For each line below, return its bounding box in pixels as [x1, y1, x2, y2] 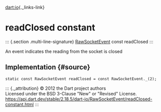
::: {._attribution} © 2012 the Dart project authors [5, 85, 106, 91]
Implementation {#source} [5, 63, 91, 72]
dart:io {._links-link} [5, 5, 45, 10]
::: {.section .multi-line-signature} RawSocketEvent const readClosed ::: [5, 38, 153, 44]
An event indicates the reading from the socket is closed [5, 48, 123, 54]
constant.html [5, 101, 34, 107]
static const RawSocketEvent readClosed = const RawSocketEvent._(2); [5, 76, 157, 81]
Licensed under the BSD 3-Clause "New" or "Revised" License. [5, 90, 137, 96]
